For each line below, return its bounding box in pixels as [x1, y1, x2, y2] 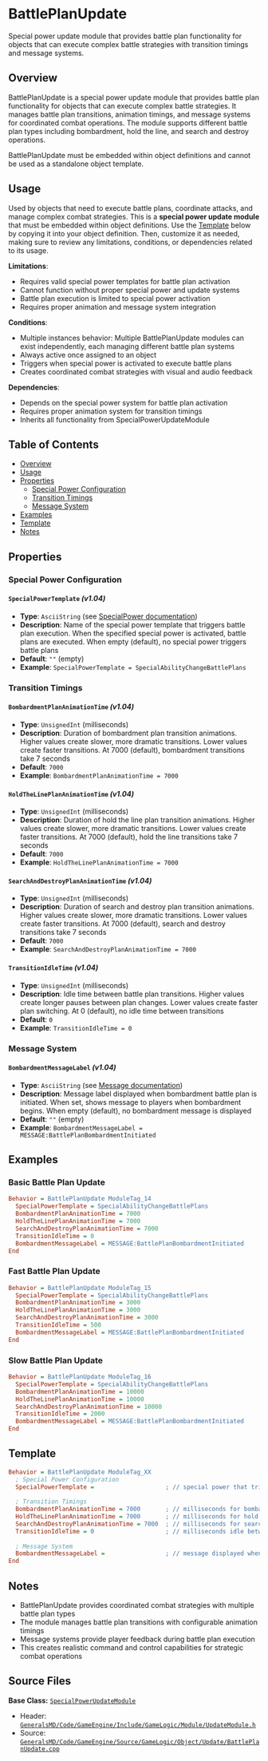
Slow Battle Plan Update [8, 1355, 104, 1366]
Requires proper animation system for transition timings [19, 406, 203, 416]
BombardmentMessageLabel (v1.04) [8, 1063, 117, 1072]
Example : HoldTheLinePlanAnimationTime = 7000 [19, 857, 179, 867]
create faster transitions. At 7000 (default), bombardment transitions [19, 746, 245, 755]
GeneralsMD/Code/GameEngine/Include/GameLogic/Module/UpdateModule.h [19, 1721, 257, 1729]
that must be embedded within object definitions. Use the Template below [8, 220, 251, 230]
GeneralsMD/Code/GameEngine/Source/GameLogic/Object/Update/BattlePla [19, 1738, 260, 1746]
